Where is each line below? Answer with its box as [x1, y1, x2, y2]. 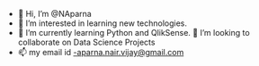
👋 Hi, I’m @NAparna [17, 9, 92, 19]
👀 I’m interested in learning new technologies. [17, 18, 187, 29]
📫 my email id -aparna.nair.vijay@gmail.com [17, 47, 184, 57]
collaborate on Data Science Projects [17, 37, 156, 47]
